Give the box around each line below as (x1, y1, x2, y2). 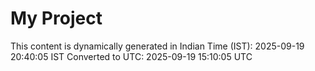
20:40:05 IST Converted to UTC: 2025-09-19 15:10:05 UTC (10, 50, 253, 62)
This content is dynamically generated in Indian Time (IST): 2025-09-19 (10, 40, 305, 52)
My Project (10, 7, 103, 30)
